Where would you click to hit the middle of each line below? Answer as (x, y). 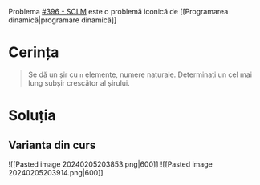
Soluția (32, 116)
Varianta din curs (52, 145)
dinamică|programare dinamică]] (63, 20)
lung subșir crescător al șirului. (79, 82)
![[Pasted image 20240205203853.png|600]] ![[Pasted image (110, 164)
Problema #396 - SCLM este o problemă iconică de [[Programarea (118, 12)
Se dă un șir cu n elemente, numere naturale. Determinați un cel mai (140, 74)
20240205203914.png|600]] (56, 172)
